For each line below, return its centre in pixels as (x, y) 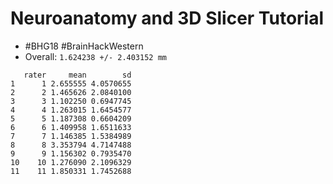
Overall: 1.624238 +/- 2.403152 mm (95, 56)
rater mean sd (77, 75)
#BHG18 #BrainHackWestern (84, 46)
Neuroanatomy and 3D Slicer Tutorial (167, 18)
